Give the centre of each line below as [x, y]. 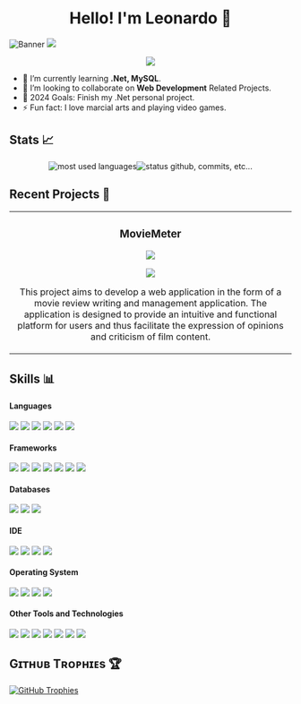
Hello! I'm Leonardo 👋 [150, 18]
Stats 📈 [32, 140]
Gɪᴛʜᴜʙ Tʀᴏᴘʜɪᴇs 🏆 [66, 664]
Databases [30, 489]
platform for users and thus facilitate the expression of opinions [150, 326]
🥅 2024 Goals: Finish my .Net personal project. [108, 97]
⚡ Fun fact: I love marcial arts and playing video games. [124, 107]
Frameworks [33, 448]
